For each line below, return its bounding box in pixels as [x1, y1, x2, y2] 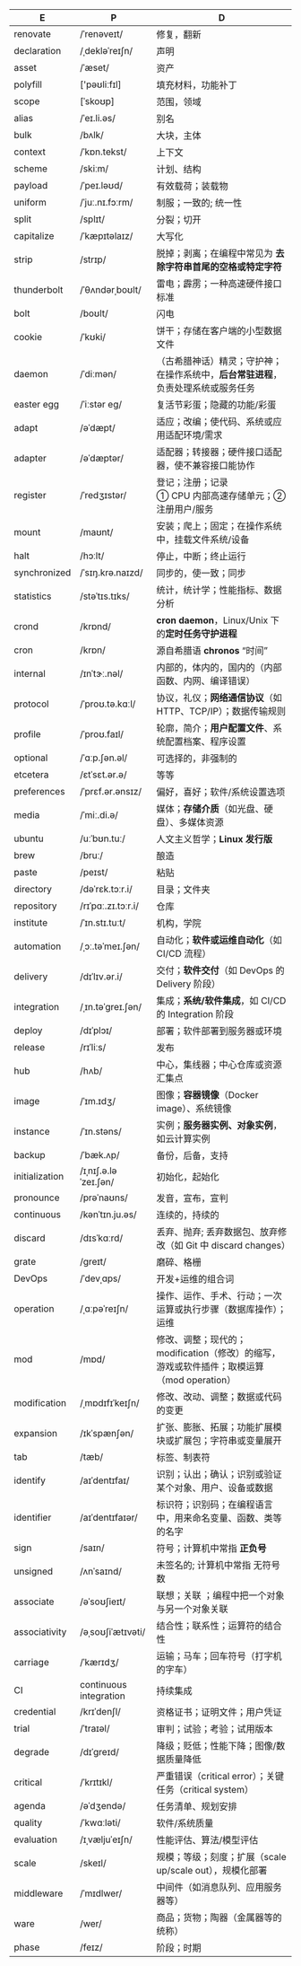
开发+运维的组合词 [156, 1273, 235, 1285]
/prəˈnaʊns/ [79, 1191, 128, 1204]
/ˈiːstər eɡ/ [79, 399, 123, 410]
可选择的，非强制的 [156, 752, 237, 764]
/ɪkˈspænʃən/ [79, 1427, 134, 1439]
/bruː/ [79, 849, 104, 861]
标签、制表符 [156, 1452, 211, 1463]
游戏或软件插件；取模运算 [156, 1360, 264, 1373]
